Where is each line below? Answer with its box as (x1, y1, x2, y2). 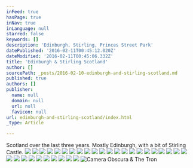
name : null (11, 92, 39, 98)
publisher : (6, 87, 33, 93)
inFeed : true (6, 8, 39, 15)
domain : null (11, 97, 44, 103)
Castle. (6, 149, 24, 156)
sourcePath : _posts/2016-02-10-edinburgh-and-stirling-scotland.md (6, 70, 178, 76)
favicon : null (11, 109, 47, 115)
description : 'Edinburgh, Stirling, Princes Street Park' (6, 42, 154, 48)
